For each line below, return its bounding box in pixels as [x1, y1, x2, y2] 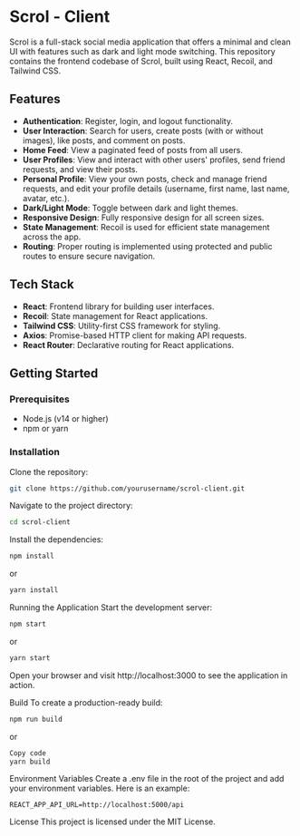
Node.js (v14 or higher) [22, 413, 109, 424]
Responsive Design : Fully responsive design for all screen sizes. [22, 211, 265, 223]
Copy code [9, 748, 47, 758]
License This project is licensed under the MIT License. [9, 816, 216, 827]
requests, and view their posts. [22, 163, 139, 174]
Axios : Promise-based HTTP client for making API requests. [22, 329, 247, 341]
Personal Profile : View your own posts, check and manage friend [22, 173, 267, 184]
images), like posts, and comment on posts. [22, 134, 186, 146]
